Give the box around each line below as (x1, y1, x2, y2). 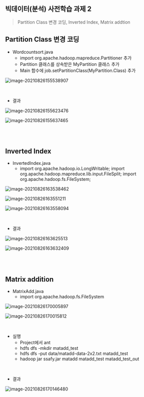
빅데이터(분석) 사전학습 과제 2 (5, 5, 91, 14)
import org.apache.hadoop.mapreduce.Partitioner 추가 (19, 55, 132, 61)
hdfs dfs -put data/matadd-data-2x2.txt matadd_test (19, 351, 128, 357)
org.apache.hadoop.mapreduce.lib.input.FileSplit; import (19, 171, 136, 177)
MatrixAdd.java (12, 288, 44, 294)
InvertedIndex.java (12, 160, 51, 166)
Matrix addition (5, 275, 54, 283)
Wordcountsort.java (12, 49, 53, 55)
